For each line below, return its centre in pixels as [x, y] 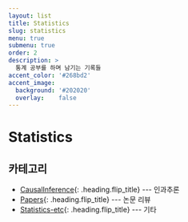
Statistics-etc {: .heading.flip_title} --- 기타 [88, 210]
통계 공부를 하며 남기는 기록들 [58, 68]
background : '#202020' [53, 90]
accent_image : [32, 83]
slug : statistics [37, 30]
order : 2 [23, 53]
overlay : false [46, 98]
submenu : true [32, 46]
